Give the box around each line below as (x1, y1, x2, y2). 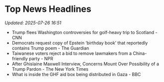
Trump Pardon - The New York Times (11, 66, 89, 72)
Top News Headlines (4, 3, 91, 15)
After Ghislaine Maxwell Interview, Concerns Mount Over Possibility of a (11, 61, 160, 67)
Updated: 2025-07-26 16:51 (4, 20, 62, 26)
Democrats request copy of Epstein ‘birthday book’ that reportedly (11, 40, 148, 45)
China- (133, 50, 147, 56)
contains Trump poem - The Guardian (11, 45, 89, 51)
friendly (11, 55, 28, 61)
